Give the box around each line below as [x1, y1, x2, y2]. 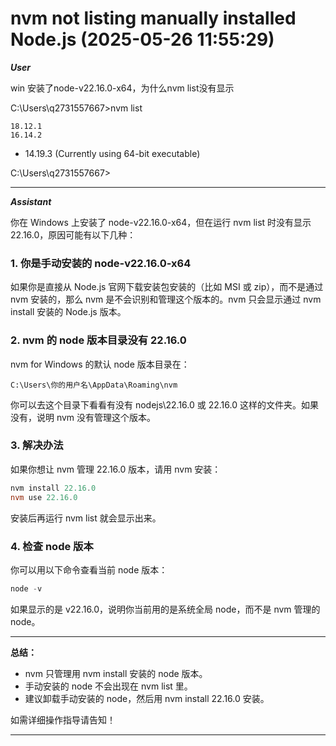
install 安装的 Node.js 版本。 [10, 306, 127, 318]
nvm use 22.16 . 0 [10, 492, 78, 502]
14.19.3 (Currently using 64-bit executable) [24, 147, 201, 159]
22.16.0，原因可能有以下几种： [10, 228, 137, 241]
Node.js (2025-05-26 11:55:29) [10, 28, 275, 51]
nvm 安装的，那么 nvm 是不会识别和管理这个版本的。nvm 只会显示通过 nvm [10, 293, 322, 306]
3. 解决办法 [10, 438, 64, 452]
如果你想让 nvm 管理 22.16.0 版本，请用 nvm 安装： [10, 463, 222, 475]
